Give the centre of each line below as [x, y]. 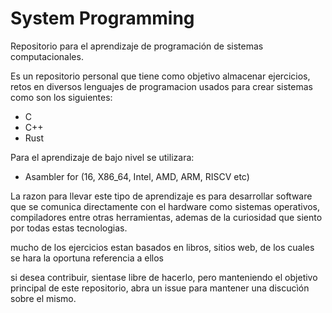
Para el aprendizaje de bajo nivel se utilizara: [102, 157]
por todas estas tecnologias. [69, 228]
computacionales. [47, 56]
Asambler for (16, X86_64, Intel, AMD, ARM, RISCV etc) [137, 176]
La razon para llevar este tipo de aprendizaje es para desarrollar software [161, 196]
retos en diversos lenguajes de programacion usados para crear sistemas [161, 86]
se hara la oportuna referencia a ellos [87, 258]
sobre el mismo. [43, 298]
